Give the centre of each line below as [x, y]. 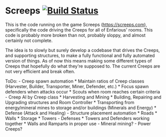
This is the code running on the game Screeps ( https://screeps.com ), [76, 24]
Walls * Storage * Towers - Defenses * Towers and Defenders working [77, 118]
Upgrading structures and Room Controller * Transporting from [70, 102]
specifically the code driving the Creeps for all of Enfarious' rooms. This [79, 29]
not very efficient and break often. [40, 71]
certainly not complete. [29, 40]
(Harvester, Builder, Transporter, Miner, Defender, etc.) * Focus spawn [77, 86]
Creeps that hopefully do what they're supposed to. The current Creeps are [83, 66]
